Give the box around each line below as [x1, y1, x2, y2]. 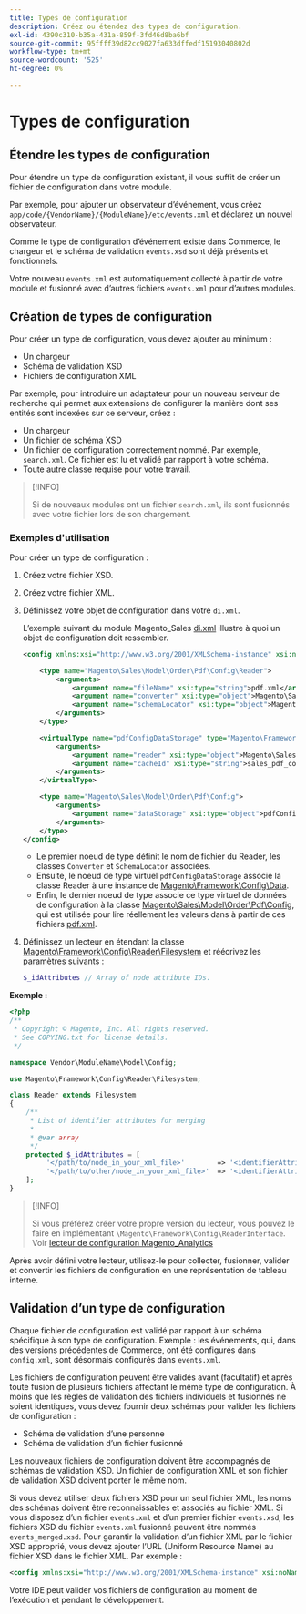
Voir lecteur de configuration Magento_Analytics [31, 1237, 214, 1248]
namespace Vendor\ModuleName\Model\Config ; [9, 1057, 178, 1067]
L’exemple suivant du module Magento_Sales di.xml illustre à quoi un [22, 622, 280, 633]
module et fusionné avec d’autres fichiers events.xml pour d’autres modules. [9, 282, 297, 293]
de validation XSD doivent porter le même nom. [9, 1475, 187, 1486]
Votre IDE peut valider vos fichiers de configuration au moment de [9, 1584, 258, 1595]
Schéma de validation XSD [22, 361, 123, 372]
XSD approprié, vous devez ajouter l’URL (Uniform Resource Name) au [9, 1540, 274, 1551]
